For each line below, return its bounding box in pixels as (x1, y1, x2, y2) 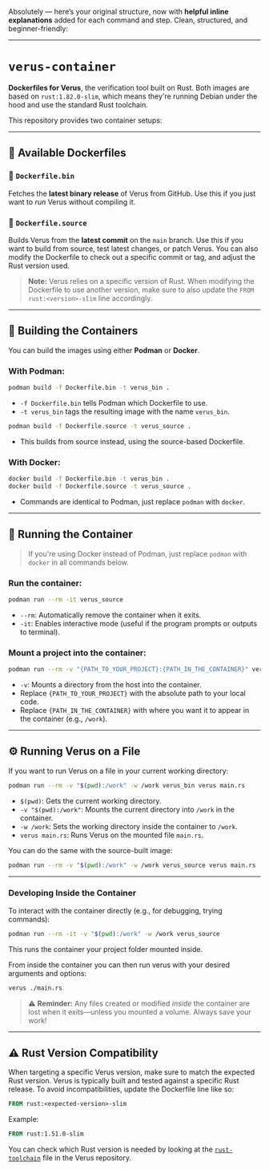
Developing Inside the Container (8, 888, 137, 899)
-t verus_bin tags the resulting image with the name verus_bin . (19, 407, 231, 416)
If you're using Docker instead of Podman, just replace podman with (27, 549, 247, 558)
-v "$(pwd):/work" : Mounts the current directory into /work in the (19, 804, 235, 814)
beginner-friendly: (8, 24, 68, 33)
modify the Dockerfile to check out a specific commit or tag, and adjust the (8, 252, 256, 261)
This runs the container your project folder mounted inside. (8, 944, 203, 953)
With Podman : (8, 365, 66, 376)
